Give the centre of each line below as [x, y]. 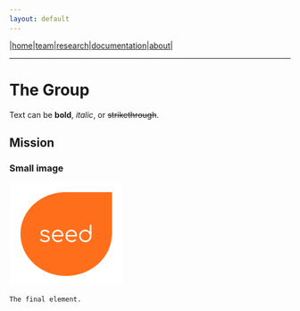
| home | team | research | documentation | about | [91, 46]
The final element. [46, 299]
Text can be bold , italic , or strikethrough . [84, 114]
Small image [37, 168]
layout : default [39, 19]
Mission [32, 143]
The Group [50, 90]
